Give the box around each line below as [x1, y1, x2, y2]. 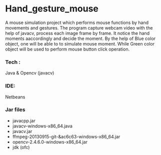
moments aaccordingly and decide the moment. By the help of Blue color [5, 35, 156, 41]
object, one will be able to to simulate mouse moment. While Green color [5, 40, 155, 46]
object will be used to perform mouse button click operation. [5, 46, 130, 52]
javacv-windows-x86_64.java [12, 123, 72, 129]
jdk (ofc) [12, 144, 30, 150]
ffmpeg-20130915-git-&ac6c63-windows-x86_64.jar [12, 133, 120, 139]
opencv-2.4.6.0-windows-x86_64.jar [12, 138, 87, 145]
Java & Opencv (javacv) [5, 70, 54, 76]
